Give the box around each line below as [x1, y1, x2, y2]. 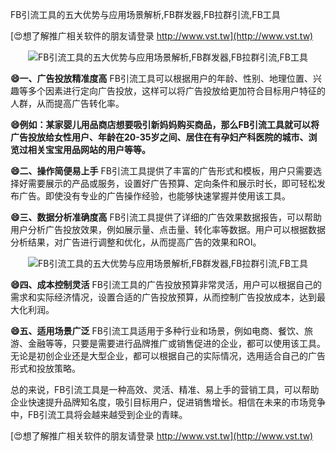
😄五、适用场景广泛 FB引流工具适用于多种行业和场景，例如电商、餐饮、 [10, 325, 305, 337]
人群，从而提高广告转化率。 [10, 98, 125, 109]
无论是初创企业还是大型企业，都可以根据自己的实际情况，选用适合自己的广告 [10, 350, 326, 362]
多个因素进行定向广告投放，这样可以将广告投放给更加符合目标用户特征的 [27, 85, 326, 97]
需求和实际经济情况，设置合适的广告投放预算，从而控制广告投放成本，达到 [10, 291, 317, 303]
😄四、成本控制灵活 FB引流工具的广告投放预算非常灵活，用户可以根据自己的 [10, 279, 322, 290]
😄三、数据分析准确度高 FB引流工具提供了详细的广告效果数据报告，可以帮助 [10, 211, 322, 223]
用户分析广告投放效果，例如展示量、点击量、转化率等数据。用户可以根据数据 [10, 224, 326, 235]
